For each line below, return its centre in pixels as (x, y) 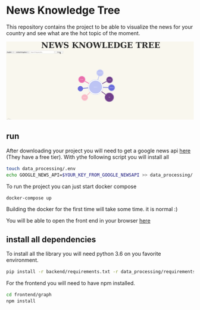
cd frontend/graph (29, 295)
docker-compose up (29, 198)
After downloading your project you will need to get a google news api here (99, 151)
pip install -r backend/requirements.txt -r (62, 272)
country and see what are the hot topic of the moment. (73, 33)
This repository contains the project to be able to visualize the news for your (100, 27)
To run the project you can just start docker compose (71, 186)
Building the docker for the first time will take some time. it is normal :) (92, 209)
